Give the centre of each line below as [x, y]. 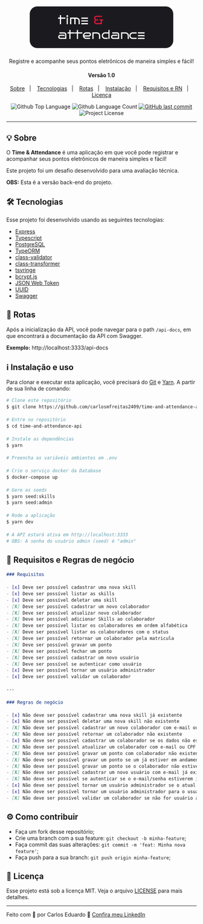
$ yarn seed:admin [29, 503]
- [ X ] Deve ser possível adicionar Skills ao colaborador [81, 619]
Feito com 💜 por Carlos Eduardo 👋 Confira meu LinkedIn [76, 915]
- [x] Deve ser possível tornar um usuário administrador [81, 670]
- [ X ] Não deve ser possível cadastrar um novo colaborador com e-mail [98, 728]
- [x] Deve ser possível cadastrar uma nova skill [71, 587]
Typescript [28, 238]
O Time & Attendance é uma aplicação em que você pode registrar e [92, 152]
